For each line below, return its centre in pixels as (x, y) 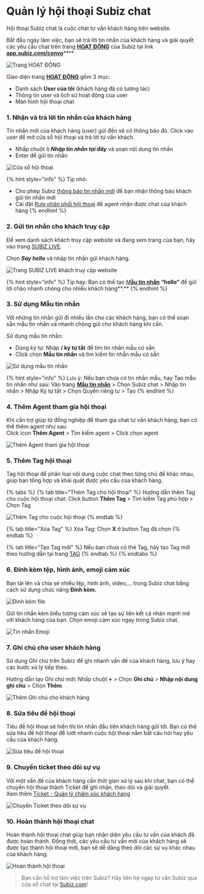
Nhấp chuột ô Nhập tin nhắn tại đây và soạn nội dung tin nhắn (94, 149)
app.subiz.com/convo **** (40, 53)
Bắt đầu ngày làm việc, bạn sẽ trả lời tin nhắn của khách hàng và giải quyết (100, 40)
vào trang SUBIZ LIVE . (34, 246)
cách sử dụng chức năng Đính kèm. (51, 589)
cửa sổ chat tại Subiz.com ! (55, 884)
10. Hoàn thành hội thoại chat (50, 821)
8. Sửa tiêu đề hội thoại (41, 713)
